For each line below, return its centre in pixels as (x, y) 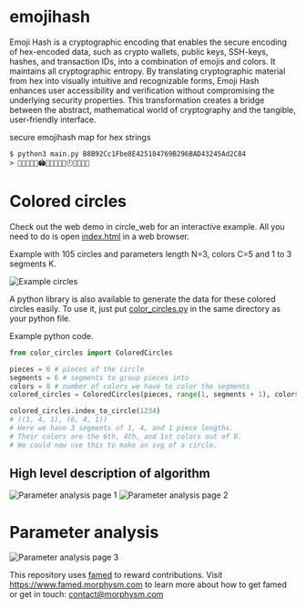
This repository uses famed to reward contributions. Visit (116, 575)
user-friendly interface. (53, 119)
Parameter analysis (84, 532)
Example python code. (51, 335)
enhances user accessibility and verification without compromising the (142, 90)
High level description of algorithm (110, 474)
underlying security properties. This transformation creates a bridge (137, 100)
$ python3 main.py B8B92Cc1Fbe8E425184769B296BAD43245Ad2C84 (128, 154)
